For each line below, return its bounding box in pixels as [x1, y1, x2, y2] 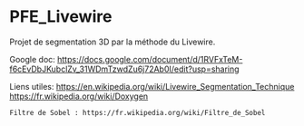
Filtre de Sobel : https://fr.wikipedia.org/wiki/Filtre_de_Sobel [9, 108, 266, 117]
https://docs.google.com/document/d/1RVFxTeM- [57, 53, 243, 64]
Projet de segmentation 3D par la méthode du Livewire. [9, 36, 216, 47]
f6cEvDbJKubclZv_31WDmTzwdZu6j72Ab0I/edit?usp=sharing [9, 63, 240, 74]
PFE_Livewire [9, 6, 113, 27]
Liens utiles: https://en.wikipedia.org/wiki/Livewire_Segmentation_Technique [9, 81, 295, 92]
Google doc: [9, 53, 56, 64]
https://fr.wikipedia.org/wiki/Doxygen [9, 91, 149, 102]
